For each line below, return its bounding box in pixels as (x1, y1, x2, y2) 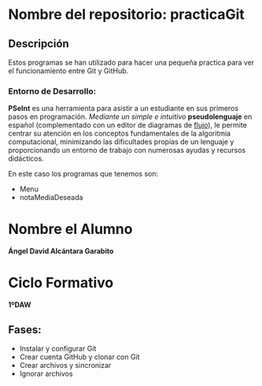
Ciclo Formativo (8, 274, 114, 292)
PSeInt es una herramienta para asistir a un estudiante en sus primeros (8, 104, 238, 113)
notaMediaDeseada (19, 193, 83, 202)
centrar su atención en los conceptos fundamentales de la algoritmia (8, 128, 231, 139)
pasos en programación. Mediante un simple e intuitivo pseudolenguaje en (8, 112, 253, 121)
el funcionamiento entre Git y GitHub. (8, 66, 129, 76)
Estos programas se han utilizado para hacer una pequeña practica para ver (8, 58, 255, 67)
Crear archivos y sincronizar (19, 360, 112, 369)
